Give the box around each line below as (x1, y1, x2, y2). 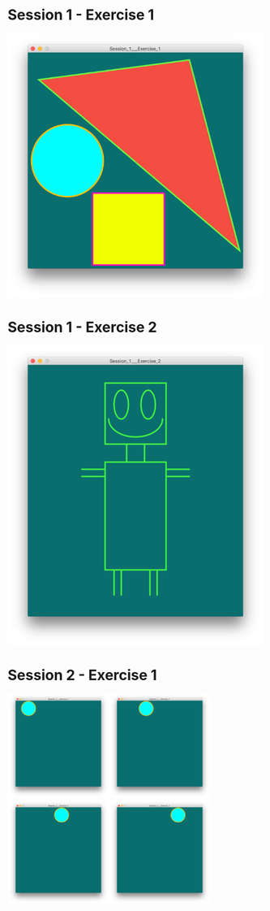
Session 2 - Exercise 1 (7, 666, 157, 684)
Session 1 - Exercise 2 (7, 318, 157, 336)
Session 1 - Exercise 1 (7, 6, 155, 24)
